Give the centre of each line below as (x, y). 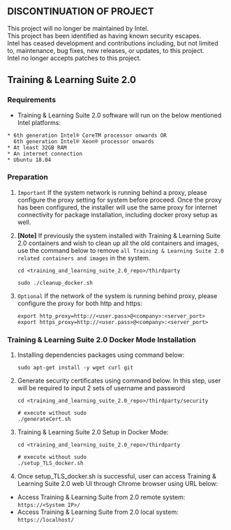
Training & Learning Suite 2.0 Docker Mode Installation (102, 339)
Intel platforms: (39, 122)
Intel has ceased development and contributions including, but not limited (113, 43)
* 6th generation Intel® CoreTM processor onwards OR (87, 135)
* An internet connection (45, 154)
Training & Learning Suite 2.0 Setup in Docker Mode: (93, 432)
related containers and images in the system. (84, 258)
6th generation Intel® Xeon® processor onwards (84, 141)
